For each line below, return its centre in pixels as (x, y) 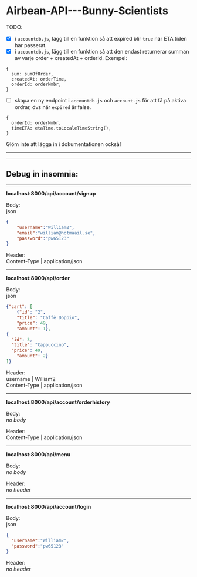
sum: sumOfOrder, (33, 74)
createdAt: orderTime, (39, 79)
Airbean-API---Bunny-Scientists (87, 11)
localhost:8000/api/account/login (49, 506)
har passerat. (30, 45)
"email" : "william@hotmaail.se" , (56, 233)
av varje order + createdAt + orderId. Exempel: (71, 58)
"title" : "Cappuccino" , (40, 345)
